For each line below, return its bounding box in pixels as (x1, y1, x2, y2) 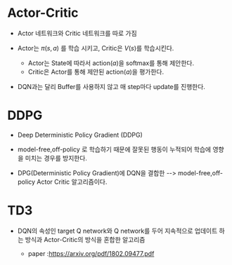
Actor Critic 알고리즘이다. (37, 177, 108, 186)
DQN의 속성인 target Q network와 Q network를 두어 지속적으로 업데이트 (17, 226, 218, 235)
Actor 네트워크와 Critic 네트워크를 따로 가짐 (17, 29, 137, 37)
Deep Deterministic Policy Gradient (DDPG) (17, 130, 143, 139)
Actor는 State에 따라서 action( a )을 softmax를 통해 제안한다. (27, 58, 195, 67)
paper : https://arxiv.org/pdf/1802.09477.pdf (27, 249, 155, 257)
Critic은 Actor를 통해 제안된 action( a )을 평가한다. (27, 67, 164, 76)
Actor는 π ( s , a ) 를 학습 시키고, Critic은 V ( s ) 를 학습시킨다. (17, 43, 174, 52)
